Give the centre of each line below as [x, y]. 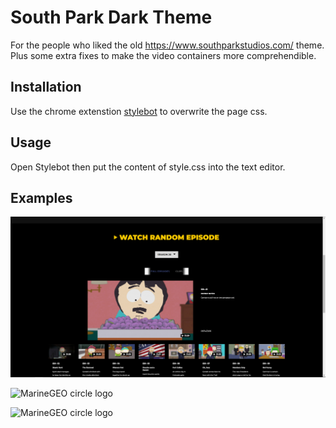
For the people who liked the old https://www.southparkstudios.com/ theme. [167, 45]
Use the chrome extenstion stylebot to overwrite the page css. [139, 111]
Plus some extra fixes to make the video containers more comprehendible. [163, 55]
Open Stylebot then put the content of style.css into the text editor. [148, 167]
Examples [41, 197]
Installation [46, 87]
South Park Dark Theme [111, 17]
